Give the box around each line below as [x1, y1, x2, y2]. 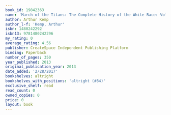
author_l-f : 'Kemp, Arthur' [5, 21, 65, 27]
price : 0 [5, 97, 24, 102]
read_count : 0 [5, 88, 36, 93]
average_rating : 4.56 [5, 41, 51, 46]
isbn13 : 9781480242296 [5, 31, 53, 36]
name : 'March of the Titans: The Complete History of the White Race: [5, 12, 158, 17]
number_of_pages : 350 [5, 54, 51, 60]
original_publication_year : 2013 [5, 64, 76, 69]
